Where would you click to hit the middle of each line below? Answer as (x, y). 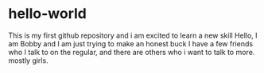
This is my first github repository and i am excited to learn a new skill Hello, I (133, 35)
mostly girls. (29, 60)
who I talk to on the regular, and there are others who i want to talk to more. (132, 52)
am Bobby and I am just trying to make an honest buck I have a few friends (130, 43)
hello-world (48, 14)
